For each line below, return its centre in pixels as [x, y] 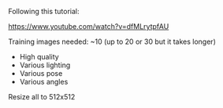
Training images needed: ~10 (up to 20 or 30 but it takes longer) [112, 41]
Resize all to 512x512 [42, 97]
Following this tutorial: [44, 11]
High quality [39, 57]
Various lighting [45, 65]
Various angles [44, 82]
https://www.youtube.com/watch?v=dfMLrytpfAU [89, 26]
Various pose [41, 73]
